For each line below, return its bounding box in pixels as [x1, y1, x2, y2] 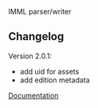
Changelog [8, 30, 65, 43]
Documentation [8, 90, 59, 100]
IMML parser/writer [8, 7, 72, 16]
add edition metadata [19, 75, 90, 85]
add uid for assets [19, 66, 80, 76]
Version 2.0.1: [8, 51, 53, 61]
